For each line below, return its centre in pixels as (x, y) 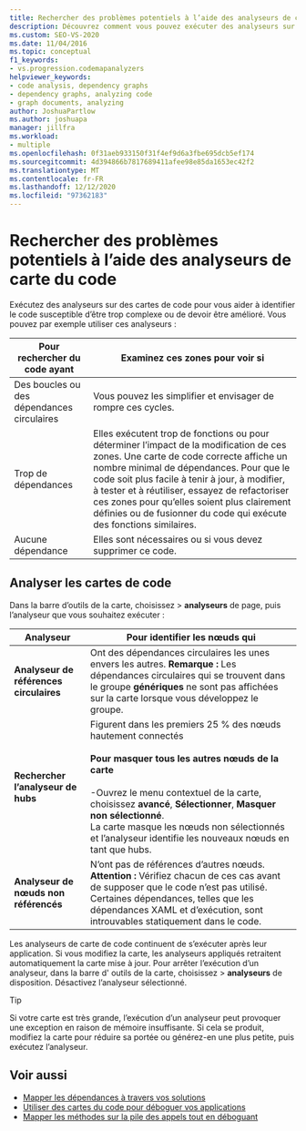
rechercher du (49, 358)
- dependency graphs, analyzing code (81, 94)
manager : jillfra (42, 128)
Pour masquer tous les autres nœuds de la (184, 759)
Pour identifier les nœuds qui (191, 637)
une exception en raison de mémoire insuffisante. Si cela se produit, (137, 1027)
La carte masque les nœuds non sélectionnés (187, 827)
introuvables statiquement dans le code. (176, 921)
